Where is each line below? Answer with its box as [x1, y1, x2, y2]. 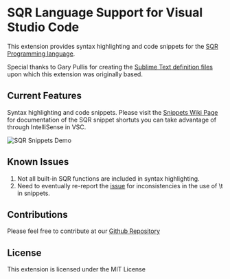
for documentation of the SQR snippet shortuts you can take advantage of [7, 115, 217, 124]
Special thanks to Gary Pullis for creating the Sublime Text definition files [7, 63, 213, 71]
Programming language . [7, 49, 76, 58]
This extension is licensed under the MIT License [7, 265, 146, 274]
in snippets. [16, 189, 50, 197]
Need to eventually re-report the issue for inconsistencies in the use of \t [16, 181, 223, 190]
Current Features [7, 90, 82, 102]
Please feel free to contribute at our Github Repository [7, 227, 160, 235]
